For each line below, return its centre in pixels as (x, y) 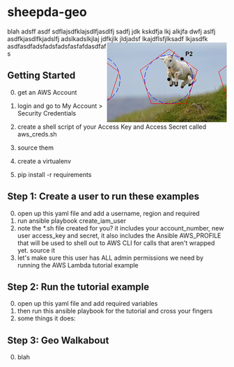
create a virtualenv (44, 161)
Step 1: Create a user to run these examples (103, 197)
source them (36, 148)
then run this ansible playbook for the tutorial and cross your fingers (115, 311)
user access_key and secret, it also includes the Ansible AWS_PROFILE (119, 235)
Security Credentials (47, 113)
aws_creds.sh (37, 134)
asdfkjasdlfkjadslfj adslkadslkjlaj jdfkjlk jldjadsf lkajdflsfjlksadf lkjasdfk (108, 38)
